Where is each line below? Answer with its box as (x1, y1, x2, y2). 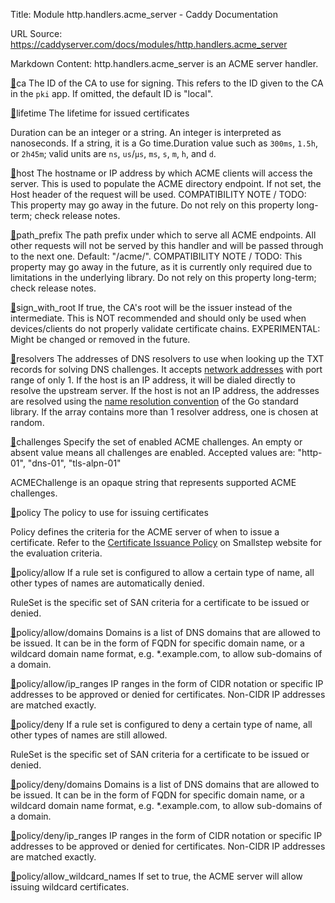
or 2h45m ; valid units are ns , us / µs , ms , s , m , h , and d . (10, 148, 217, 159)
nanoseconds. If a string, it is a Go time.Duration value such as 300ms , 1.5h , (10, 137, 318, 149)
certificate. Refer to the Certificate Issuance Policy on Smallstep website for (10, 537, 322, 548)
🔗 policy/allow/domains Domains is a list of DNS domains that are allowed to (10, 627, 321, 638)
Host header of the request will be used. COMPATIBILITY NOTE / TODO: (10, 189, 307, 200)
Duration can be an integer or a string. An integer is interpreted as (10, 127, 282, 138)
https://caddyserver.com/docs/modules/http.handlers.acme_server (10, 39, 288, 50)
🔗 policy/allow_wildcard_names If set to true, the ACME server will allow (10, 870, 303, 882)
